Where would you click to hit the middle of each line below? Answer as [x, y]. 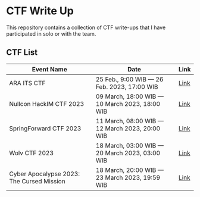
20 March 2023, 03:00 [128, 153]
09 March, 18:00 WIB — [130, 96]
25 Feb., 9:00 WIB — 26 [129, 79]
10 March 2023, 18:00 [128, 104]
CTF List [22, 53]
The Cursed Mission [37, 181]
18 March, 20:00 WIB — [130, 170]
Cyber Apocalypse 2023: [45, 174]
